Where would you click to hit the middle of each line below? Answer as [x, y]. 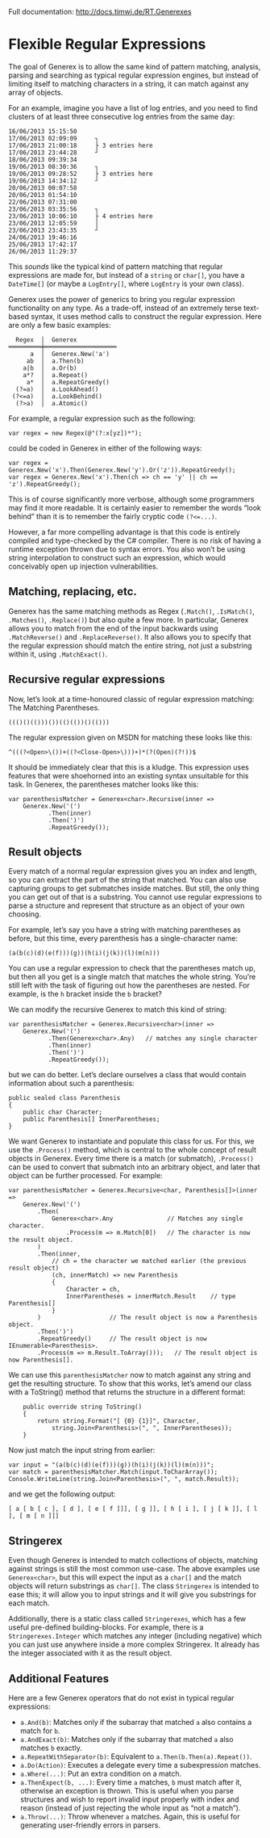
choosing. [25, 914]
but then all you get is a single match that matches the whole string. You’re [132, 977]
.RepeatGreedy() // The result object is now [122, 1339]
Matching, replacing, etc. [73, 592]
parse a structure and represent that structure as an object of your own [127, 906]
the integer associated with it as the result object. [90, 1653]
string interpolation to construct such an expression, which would [117, 557]
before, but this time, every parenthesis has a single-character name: [123, 938]
